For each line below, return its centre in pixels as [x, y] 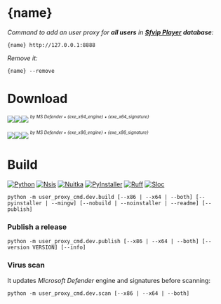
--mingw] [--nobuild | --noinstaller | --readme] [125, 203]
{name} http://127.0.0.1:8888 [52, 45]
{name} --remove [31, 71]
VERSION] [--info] [59, 248]
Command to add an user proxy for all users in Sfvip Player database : [110, 32]
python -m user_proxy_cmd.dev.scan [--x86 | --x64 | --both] [99, 293]
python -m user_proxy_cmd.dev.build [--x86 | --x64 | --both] [100, 197]
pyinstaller [25, 203]
